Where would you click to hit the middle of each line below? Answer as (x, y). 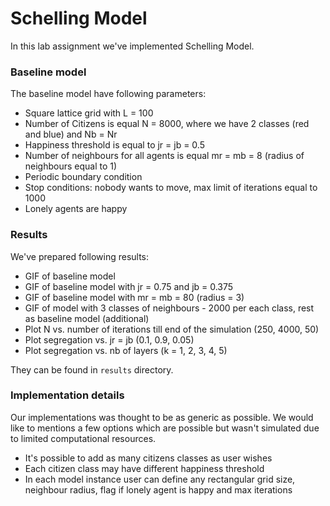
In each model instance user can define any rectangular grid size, (160, 479)
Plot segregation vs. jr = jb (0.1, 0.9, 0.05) (109, 339)
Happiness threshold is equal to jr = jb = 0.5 (114, 145)
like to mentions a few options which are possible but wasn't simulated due (165, 428)
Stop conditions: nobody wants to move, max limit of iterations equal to (171, 188)
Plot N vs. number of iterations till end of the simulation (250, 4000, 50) (172, 329)
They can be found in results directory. (92, 369)
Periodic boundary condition (83, 177)
